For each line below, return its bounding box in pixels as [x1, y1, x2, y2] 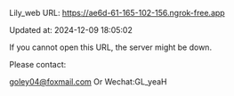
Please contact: [9, 60, 67, 69]
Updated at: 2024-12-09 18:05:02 [9, 25, 133, 35]
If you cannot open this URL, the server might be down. [9, 42, 212, 52]
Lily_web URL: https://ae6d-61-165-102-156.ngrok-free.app [9, 8, 225, 18]
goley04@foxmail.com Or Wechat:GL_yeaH [9, 76, 167, 87]
